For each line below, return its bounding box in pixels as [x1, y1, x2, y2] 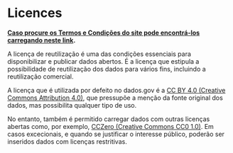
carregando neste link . [7, 35, 76, 44]
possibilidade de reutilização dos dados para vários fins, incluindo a [7, 64, 206, 73]
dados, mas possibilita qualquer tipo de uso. [7, 101, 137, 109]
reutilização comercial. [7, 72, 74, 81]
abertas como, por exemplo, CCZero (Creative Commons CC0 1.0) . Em [7, 122, 215, 130]
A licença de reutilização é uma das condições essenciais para [7, 50, 192, 58]
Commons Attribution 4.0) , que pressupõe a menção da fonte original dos [7, 93, 224, 102]
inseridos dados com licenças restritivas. [7, 137, 128, 146]
